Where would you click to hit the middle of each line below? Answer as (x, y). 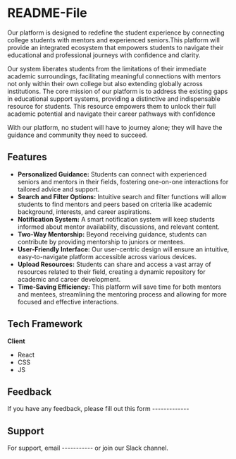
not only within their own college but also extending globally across (105, 83)
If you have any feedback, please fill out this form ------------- (98, 409)
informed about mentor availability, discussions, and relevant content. (118, 227)
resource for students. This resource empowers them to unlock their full (112, 106)
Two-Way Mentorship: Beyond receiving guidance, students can (112, 234)
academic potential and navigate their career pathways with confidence (111, 114)
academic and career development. (69, 279)
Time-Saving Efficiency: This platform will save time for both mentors (119, 287)
